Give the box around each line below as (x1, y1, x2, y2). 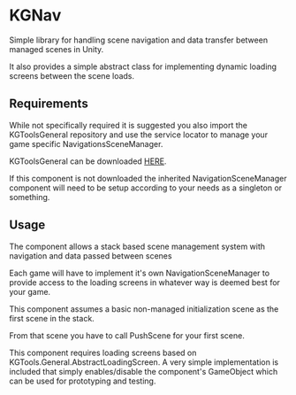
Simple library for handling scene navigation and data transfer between (9, 35, 268, 45)
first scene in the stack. (9, 313, 95, 323)
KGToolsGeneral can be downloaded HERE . (9, 156, 167, 167)
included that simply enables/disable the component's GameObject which (9, 366, 278, 376)
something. (9, 191, 50, 202)
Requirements (9, 97, 88, 112)
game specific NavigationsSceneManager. (9, 138, 163, 149)
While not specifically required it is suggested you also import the (9, 120, 247, 130)
